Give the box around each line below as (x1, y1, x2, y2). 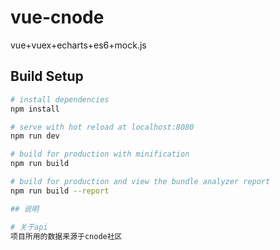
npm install (10, 104, 60, 114)
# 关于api (10, 222, 48, 232)
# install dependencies (10, 94, 110, 105)
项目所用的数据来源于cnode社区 (10, 231, 123, 241)
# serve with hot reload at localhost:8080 (10, 122, 195, 132)
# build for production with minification (10, 149, 190, 160)
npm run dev (10, 131, 60, 141)
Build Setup (10, 68, 84, 85)
